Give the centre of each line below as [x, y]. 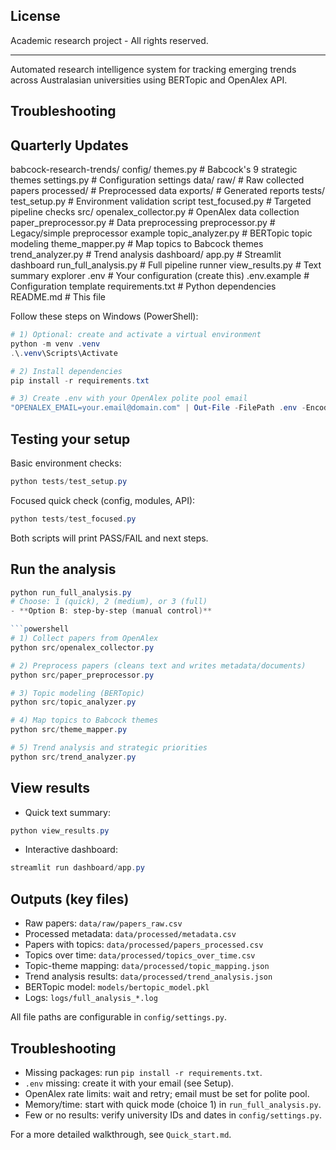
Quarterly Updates [69, 145]
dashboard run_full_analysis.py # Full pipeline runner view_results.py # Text [166, 265]
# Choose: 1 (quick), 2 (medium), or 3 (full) [109, 602]
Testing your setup [70, 439]
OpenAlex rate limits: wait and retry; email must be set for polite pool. [167, 1093]
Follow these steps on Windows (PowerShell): [104, 316]
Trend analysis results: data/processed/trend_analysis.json [148, 976]
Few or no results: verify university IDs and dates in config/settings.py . [173, 1115]
